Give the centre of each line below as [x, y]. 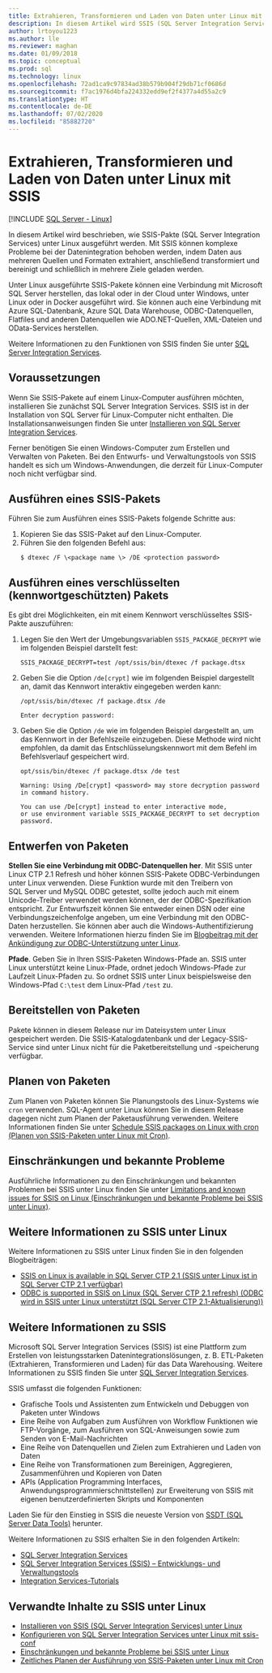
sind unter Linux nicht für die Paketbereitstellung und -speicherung [147, 1047]
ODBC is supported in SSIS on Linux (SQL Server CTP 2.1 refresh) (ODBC [142, 1293]
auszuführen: [51, 624]
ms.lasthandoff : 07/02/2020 [56, 115]
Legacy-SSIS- [225, 1038]
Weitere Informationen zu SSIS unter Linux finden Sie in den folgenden [126, 1252]
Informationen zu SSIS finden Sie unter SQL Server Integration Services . [129, 1373]
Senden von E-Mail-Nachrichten [74, 1439]
